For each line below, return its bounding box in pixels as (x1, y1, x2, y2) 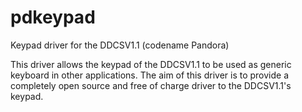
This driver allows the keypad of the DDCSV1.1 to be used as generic (10, 58, 292, 70)
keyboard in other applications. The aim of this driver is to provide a (10, 69, 290, 81)
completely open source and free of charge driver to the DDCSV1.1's (10, 79, 292, 91)
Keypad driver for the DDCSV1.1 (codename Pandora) (10, 39, 230, 51)
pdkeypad (10, 6, 96, 29)
